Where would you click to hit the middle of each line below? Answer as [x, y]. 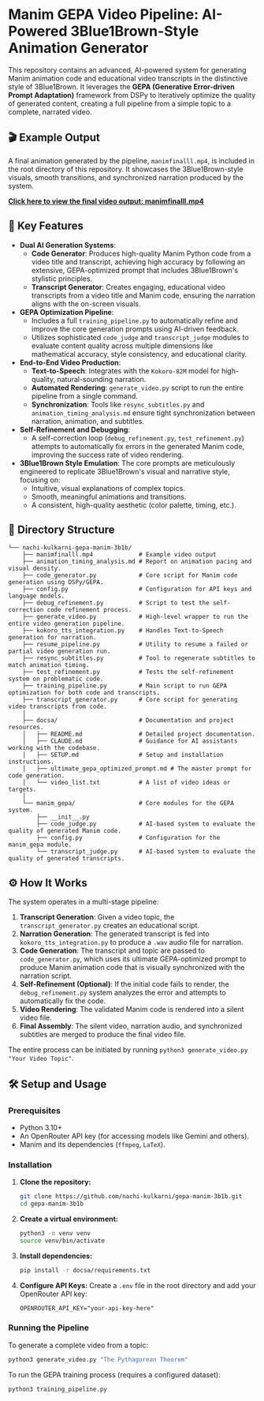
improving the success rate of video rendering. [107, 455]
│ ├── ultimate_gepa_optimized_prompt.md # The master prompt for [137, 769]
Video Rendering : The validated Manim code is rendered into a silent [132, 1010]
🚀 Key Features [46, 226]
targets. [22, 790]
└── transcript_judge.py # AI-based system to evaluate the [146, 852]
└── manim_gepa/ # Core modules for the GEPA [128, 804]
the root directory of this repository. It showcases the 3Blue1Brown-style [126, 169]
